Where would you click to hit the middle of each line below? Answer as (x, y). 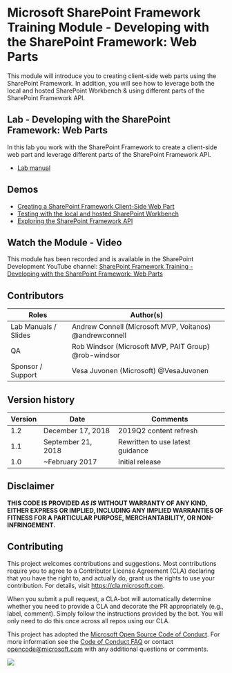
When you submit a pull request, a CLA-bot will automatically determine (109, 598)
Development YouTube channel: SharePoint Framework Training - (100, 267)
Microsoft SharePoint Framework (104, 13)
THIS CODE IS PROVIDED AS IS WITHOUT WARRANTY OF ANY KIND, (107, 503)
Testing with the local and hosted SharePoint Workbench (98, 214)
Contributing (35, 547)
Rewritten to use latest (155, 442)
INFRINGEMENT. (31, 525)
